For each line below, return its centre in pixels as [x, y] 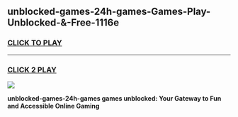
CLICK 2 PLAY [32, 69]
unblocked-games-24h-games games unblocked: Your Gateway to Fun [114, 98]
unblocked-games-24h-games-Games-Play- [109, 12]
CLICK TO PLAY [35, 43]
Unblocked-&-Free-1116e [63, 23]
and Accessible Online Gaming [53, 106]
